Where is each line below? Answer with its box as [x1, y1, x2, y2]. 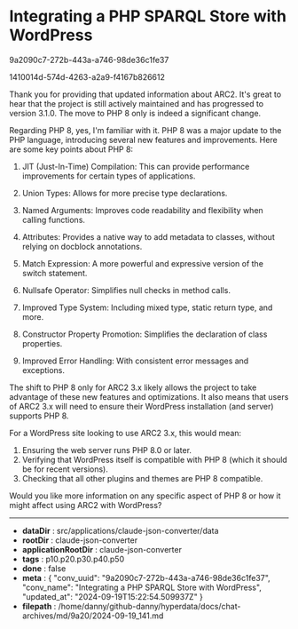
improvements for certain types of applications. [21, 171, 196, 181]
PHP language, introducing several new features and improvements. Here [9, 134, 278, 145]
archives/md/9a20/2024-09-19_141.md [21, 610, 164, 621]
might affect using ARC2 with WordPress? [9, 499, 162, 510]
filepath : [21, 601, 57, 611]
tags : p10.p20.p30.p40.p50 [21, 553, 125, 564]
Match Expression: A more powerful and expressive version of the [21, 258, 264, 268]
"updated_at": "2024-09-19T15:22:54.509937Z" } [21, 591, 204, 601]
